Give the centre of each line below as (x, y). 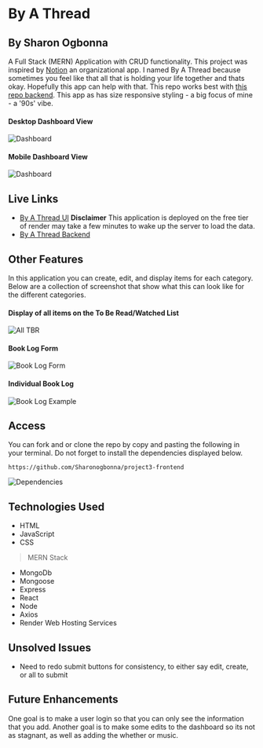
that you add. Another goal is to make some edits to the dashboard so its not (131, 727)
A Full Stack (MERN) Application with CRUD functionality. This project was (128, 61)
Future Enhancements (64, 700)
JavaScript (37, 534)
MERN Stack (47, 558)
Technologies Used (56, 506)
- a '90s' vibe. (31, 103)
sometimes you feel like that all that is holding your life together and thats (126, 78)
